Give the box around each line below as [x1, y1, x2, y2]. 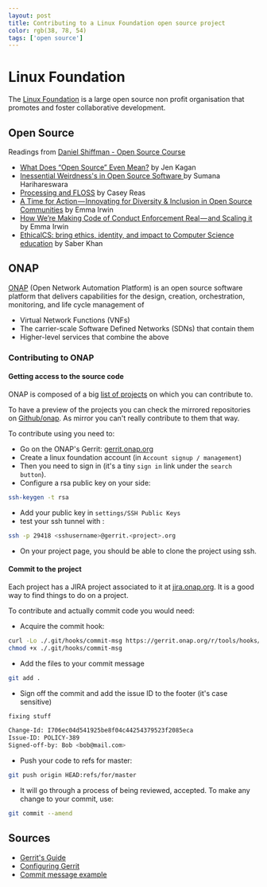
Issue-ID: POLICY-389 [8, 734, 80, 742]
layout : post [8, 11, 52, 20]
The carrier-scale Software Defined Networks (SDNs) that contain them [19, 323, 254, 333]
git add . [8, 674, 41, 682]
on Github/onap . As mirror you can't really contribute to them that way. [8, 413, 240, 423]
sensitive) [19, 697, 52, 706]
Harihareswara [19, 180, 69, 189]
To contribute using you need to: [8, 428, 115, 438]
